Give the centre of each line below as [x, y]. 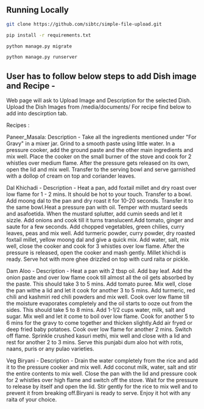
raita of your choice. [32, 400]
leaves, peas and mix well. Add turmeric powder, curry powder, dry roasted [101, 233]
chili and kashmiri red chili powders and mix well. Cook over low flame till [98, 297]
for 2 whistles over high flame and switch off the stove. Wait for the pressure [102, 380]
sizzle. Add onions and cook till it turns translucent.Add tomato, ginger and [100, 220]
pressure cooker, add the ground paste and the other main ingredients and [100, 150]
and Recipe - [31, 86]
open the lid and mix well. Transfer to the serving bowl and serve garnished [101, 170]
